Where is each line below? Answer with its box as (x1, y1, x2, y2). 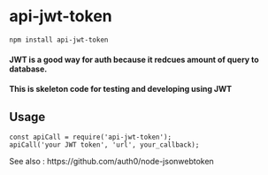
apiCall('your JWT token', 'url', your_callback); (9, 140, 200, 149)
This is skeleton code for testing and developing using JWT (9, 84, 233, 95)
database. (9, 64, 48, 74)
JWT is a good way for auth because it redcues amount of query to (9, 54, 259, 65)
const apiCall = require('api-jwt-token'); (9, 133, 172, 141)
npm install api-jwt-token (9, 35, 109, 44)
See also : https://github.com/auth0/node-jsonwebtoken (9, 156, 214, 166)
